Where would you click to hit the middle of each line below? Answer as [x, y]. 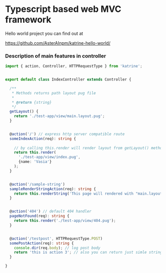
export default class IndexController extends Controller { [68, 80]
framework [28, 20]
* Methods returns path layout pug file [54, 93]
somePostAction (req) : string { [42, 243]
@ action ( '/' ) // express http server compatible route [67, 134]
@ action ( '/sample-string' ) [37, 184]
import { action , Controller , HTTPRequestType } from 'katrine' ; [74, 66]
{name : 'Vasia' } [35, 162]
